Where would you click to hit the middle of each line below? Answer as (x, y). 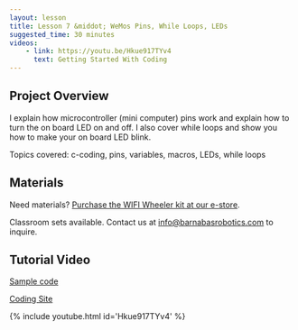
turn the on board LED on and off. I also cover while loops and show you (144, 127)
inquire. (23, 232)
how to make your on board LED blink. (80, 137)
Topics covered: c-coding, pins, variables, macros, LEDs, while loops (138, 154)
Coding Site (31, 299)
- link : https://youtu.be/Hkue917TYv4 (98, 51)
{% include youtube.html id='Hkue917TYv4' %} (98, 316)
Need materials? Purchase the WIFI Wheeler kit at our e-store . (125, 205)
